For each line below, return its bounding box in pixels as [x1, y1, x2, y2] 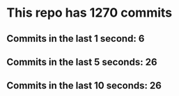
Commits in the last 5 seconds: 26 [6, 56, 157, 67]
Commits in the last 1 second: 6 [6, 33, 145, 45]
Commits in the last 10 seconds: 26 [6, 80, 162, 92]
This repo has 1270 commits [6, 5, 173, 21]
